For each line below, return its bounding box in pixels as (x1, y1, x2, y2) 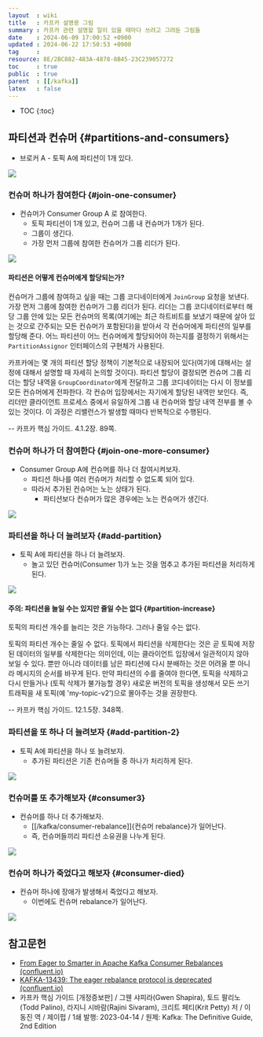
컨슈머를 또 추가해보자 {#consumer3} (8, 792, 146, 803)
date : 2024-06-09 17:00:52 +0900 (8, 33, 132, 42)
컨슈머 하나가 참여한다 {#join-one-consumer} (8, 190, 177, 201)
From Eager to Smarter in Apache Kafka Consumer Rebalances (19, 958, 224, 968)
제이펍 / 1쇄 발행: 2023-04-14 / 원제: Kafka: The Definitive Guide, (46, 1013, 254, 1022)
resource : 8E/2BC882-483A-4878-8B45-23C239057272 (8, 56, 174, 64)
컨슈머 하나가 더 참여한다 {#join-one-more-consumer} (8, 445, 210, 456)
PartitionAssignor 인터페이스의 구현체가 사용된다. (8, 341, 165, 350)
